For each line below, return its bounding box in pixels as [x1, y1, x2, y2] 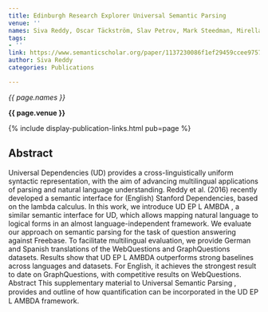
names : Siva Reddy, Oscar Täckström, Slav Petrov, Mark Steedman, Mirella [8, 26, 262, 34]
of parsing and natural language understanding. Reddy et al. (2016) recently [8, 184, 258, 194]
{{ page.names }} [8, 93, 66, 102]
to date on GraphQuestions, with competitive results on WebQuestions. [8, 269, 242, 279]
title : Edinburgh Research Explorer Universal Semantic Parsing [8, 11, 227, 20]
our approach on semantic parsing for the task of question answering [8, 227, 237, 236]
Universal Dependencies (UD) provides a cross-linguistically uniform [8, 168, 234, 177]
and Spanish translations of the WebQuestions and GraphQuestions [8, 244, 231, 254]
